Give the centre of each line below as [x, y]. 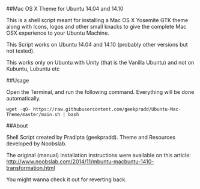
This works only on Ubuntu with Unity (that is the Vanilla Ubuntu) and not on [100, 63]
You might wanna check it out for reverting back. [67, 179]
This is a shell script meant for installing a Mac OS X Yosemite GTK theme [97, 20]
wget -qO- [19, 109]
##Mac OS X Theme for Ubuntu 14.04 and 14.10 [65, 9]
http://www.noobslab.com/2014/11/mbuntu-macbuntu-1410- [80, 161]
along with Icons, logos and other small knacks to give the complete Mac [96, 27]
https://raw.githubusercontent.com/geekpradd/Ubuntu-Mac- [107, 109]
